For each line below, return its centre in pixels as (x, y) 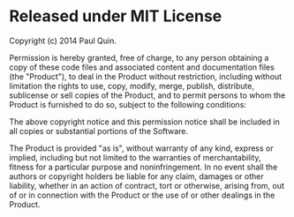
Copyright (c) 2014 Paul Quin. (63, 41)
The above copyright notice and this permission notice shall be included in (144, 122)
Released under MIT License (116, 16)
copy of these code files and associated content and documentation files (142, 67)
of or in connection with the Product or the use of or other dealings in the (142, 195)
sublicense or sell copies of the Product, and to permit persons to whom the (147, 95)
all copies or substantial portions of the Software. (98, 131)
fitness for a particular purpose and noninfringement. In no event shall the (143, 167)
